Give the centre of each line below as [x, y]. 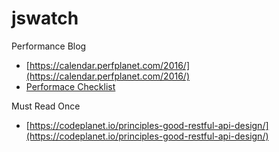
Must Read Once [46, 106]
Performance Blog [49, 46]
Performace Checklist [70, 86]
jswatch [45, 18]
